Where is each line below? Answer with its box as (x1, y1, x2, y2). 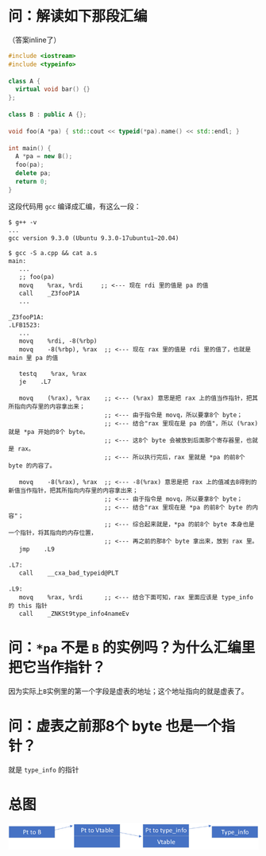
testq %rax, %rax (18, 370, 87, 378)
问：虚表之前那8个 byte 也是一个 (8, 717, 222, 735)
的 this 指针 (8, 602, 48, 610)
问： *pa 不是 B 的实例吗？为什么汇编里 (8, 639, 256, 657)
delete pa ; (15, 169, 52, 177)
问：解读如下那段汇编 (8, 7, 148, 25)
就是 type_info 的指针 (8, 765, 79, 774)
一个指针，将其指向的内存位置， (8, 529, 98, 536)
